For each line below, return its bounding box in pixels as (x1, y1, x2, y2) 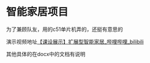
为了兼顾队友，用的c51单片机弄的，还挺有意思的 (6, 26, 123, 33)
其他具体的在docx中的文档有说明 (6, 50, 86, 57)
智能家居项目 (6, 5, 69, 19)
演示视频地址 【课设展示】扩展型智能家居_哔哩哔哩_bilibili (6, 38, 144, 45)
